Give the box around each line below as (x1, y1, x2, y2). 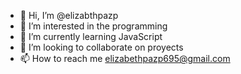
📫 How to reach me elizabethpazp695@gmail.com (19, 53, 231, 64)
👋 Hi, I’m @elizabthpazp (19, 10, 119, 21)
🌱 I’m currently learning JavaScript (19, 31, 163, 42)
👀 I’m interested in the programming (19, 20, 168, 32)
